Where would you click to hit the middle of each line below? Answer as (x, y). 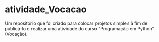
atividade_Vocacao (46, 9)
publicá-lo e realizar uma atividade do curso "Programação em (71, 28)
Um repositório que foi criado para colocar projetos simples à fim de (76, 23)
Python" (146, 28)
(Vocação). (16, 34)
